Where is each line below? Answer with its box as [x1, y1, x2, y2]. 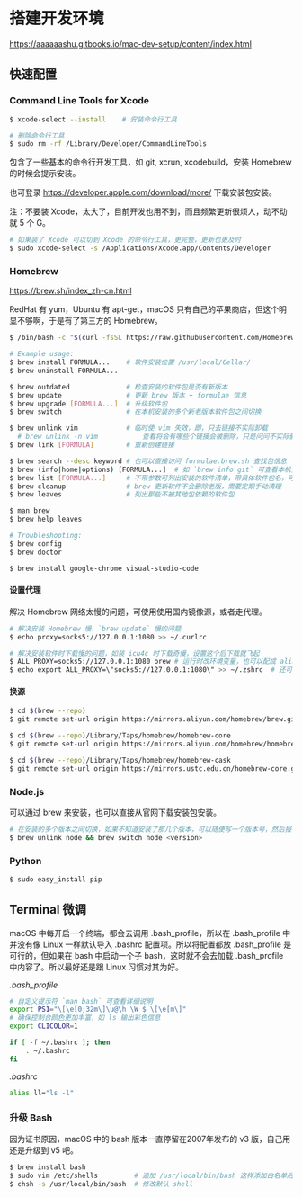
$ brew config [9, 539, 63, 549]
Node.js [9, 785, 45, 798]
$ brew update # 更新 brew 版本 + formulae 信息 [9, 390, 247, 400]
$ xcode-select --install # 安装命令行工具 [9, 114, 178, 124]
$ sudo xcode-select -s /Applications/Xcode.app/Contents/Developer [9, 244, 271, 253]
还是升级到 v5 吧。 [9, 1144, 79, 1156]
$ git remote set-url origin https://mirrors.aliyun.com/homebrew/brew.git [9, 715, 299, 724]
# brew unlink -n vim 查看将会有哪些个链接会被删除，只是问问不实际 [17, 433, 289, 442]
